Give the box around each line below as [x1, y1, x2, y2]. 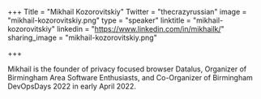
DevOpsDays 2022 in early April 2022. [7, 81, 137, 91]
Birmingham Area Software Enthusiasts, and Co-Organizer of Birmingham [7, 73, 253, 82]
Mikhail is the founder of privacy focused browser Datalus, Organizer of [7, 64, 247, 74]
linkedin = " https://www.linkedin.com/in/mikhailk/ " [57, 24, 225, 33]
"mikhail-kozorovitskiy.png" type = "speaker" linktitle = [7, 15, 191, 25]
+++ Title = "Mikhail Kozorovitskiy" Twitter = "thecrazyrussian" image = [7, 7, 247, 16]
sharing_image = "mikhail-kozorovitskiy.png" [7, 32, 157, 42]
